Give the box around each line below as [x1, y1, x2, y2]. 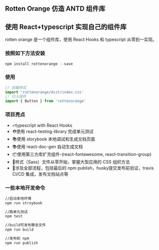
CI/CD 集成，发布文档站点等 [12, 171, 69, 177]
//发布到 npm [5, 236, 29, 241]
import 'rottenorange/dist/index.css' [5, 90, 84, 95]
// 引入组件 [5, 94, 27, 99]
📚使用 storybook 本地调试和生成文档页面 [12, 136, 96, 142]
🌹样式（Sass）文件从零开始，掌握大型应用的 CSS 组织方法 [12, 159, 130, 165]
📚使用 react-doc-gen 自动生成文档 [12, 144, 83, 150]
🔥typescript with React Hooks [12, 122, 73, 128]
